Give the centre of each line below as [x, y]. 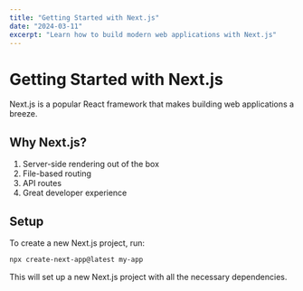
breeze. [24, 114]
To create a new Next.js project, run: [77, 243]
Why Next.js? [48, 142]
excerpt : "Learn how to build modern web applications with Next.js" [143, 34]
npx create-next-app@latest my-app [76, 259]
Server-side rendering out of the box [91, 164]
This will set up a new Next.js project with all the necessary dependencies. [148, 277]
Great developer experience [75, 193]
